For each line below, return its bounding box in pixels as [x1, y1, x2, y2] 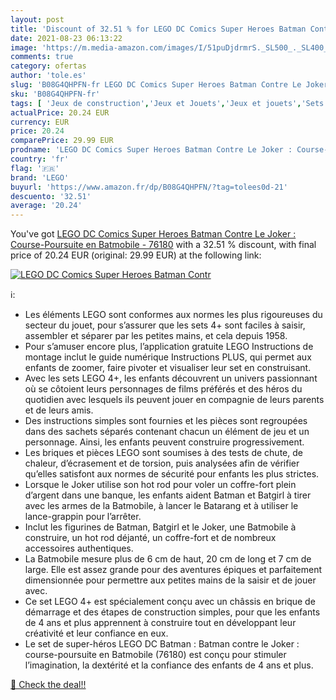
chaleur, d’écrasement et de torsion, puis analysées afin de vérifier [24, 457, 300, 470]
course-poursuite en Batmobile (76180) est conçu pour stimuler [24, 649, 287, 661]
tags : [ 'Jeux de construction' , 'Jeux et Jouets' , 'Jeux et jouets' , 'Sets [10, 98, 325, 108]
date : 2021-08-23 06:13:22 [10, 33, 123, 43]
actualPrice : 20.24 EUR [10, 107, 110, 118]
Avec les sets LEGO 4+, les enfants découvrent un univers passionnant [24, 372, 318, 385]
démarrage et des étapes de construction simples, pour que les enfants [24, 606, 321, 618]
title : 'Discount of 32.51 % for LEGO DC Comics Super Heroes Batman [10, 24, 307, 34]
